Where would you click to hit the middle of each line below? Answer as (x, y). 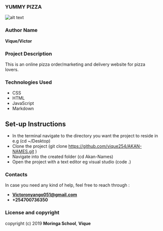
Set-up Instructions (35, 124)
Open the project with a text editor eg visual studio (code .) (71, 162)
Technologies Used (29, 82)
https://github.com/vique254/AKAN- (105, 146)
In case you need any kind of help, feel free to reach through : (67, 185)
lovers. (12, 69)
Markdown (23, 108)
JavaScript (23, 103)
